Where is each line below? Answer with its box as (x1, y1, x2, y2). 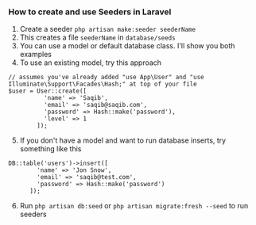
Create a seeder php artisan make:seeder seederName (19, 25, 196, 34)
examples (19, 50, 52, 59)
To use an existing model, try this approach (19, 58, 161, 67)
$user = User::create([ (8, 87, 87, 95)
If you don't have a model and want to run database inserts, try (19, 135, 227, 145)
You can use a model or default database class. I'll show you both (19, 41, 235, 51)
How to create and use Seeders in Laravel (8, 6, 172, 17)
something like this (19, 144, 82, 154)
